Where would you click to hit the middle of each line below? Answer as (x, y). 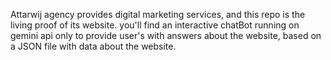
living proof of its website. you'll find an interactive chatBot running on (155, 25)
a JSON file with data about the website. (93, 46)
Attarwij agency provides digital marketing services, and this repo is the (158, 14)
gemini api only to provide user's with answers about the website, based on (166, 35)
